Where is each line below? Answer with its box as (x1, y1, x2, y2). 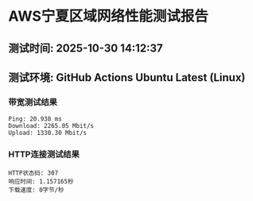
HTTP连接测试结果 (8, 149, 80, 160)
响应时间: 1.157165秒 (8, 177, 74, 185)
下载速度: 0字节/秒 (8, 186, 64, 194)
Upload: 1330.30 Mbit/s (8, 129, 88, 137)
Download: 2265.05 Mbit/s (8, 122, 94, 130)
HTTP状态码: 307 (8, 168, 59, 177)
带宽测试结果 (8, 96, 58, 107)
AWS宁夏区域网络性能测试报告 (8, 7, 209, 25)
